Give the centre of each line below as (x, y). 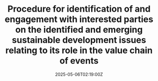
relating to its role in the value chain (79, 51)
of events (79, 61)
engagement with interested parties (79, 19)
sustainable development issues (79, 40)
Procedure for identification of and (79, 9)
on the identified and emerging (79, 30)
